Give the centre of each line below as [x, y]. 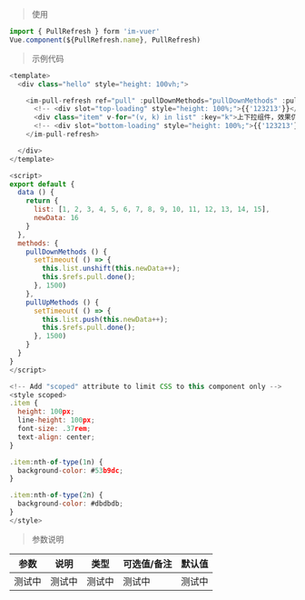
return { [42, 201]
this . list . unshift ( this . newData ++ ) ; [111, 269]
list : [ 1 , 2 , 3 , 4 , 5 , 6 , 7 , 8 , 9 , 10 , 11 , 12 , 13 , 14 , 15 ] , [152, 210]
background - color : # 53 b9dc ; [71, 470]
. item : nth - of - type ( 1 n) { [56, 462]
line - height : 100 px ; [56, 420]
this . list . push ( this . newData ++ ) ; [105, 319]
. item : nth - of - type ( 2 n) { [56, 495]
